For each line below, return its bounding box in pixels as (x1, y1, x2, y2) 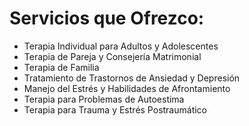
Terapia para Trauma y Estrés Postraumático (23, 103, 207, 116)
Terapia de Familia (23, 61, 100, 73)
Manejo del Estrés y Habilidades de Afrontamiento (23, 82, 231, 94)
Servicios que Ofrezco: (9, 7, 205, 30)
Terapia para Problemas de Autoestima (23, 93, 185, 105)
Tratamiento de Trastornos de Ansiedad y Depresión (23, 72, 241, 84)
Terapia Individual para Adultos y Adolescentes (23, 40, 219, 52)
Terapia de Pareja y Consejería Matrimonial (23, 50, 202, 62)
